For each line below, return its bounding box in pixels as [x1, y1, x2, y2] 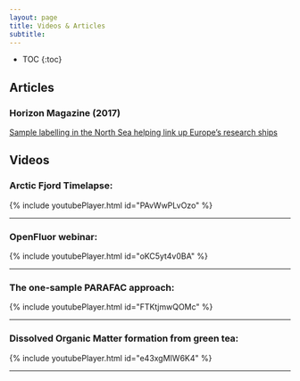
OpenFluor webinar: [9, 230, 98, 243]
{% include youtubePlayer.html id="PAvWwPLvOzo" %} [9, 200, 212, 211]
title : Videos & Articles [9, 21, 105, 30]
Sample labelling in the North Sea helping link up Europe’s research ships [9, 127, 279, 138]
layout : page [9, 12, 58, 22]
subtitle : [9, 29, 46, 38]
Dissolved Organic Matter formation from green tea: [9, 332, 239, 344]
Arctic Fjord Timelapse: [9, 179, 113, 192]
